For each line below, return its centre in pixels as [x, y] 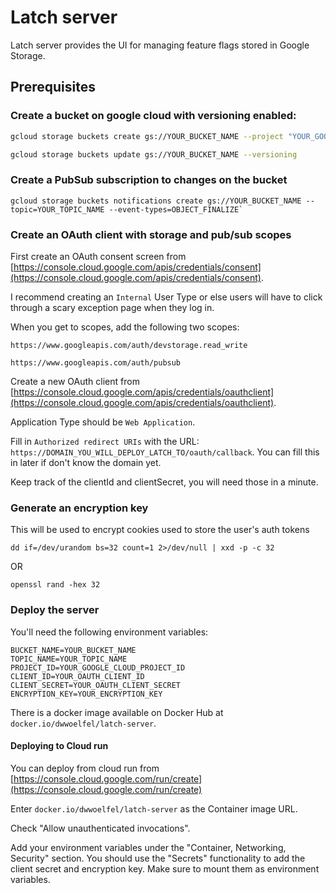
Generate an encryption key [79, 508]
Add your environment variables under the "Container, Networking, [148, 847]
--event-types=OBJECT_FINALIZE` [176, 209]
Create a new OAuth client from [75, 381]
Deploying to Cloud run [59, 746]
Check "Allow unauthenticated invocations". [100, 828]
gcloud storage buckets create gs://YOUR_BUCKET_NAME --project [147, 136]
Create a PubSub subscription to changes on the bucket [149, 180]
